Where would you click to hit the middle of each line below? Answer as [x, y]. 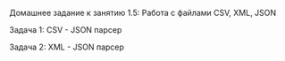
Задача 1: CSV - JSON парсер [66, 30]
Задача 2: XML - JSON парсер [67, 47]
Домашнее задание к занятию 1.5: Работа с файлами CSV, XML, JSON [143, 13]
